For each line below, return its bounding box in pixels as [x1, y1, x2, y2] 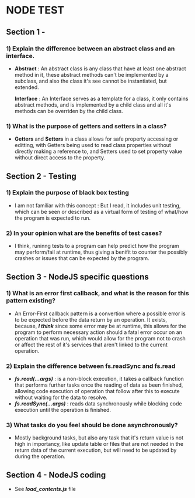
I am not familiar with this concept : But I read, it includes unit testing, [14, 202, 181, 209]
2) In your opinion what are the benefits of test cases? [6, 229, 162, 237]
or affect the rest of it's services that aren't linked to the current [14, 341, 168, 348]
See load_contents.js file [14, 486, 76, 493]
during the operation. [14, 453, 66, 460]
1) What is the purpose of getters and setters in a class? [6, 122, 167, 130]
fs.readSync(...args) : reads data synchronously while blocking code [14, 400, 182, 407]
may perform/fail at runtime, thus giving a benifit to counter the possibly [14, 248, 188, 255]
